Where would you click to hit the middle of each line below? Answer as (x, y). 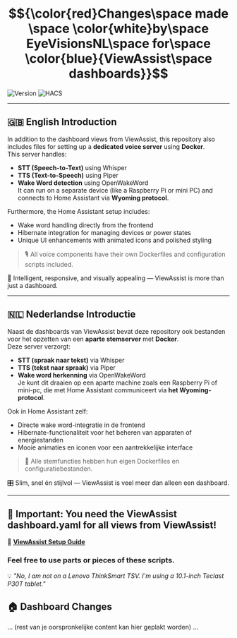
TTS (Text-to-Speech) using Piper (68, 175)
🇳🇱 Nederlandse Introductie (72, 314)
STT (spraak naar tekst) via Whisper (71, 360)
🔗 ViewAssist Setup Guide (47, 542)
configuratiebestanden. (59, 469)
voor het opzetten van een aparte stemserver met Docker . (93, 339)
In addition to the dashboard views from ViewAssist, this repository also (111, 139)
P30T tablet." (26, 584)
